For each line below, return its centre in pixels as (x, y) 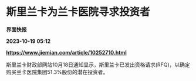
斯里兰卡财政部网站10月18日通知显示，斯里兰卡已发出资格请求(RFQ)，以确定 (98, 65)
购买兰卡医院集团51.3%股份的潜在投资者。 (57, 72)
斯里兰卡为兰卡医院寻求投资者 (78, 12)
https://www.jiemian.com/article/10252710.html (67, 52)
